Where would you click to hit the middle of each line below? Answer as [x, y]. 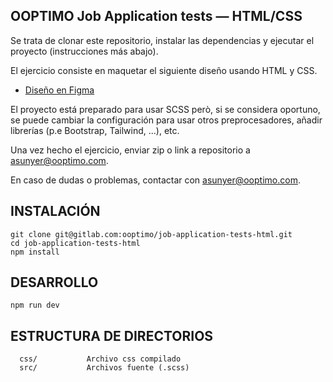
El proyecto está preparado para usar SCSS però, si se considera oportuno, [165, 109]
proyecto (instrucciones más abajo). [84, 51]
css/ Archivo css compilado [100, 359]
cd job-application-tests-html [75, 243]
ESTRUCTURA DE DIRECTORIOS [112, 335]
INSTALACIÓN [55, 211]
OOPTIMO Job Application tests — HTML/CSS [156, 16]
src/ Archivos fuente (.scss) [104, 368]
